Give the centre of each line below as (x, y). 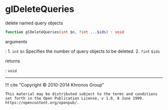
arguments (16, 41)
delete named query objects (34, 23)
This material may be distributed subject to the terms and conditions (81, 94)
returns (13, 61)
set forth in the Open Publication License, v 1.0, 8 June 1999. (74, 98)
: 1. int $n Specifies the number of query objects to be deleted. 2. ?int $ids (82, 51)
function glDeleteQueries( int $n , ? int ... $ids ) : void (64, 32)
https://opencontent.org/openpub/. (42, 103)
